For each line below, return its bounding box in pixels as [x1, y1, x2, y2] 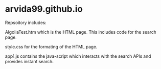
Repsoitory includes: [5, 20, 46, 25]
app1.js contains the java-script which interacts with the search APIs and [5, 53, 151, 59]
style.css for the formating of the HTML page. [5, 44, 98, 49]
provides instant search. [5, 58, 54, 64]
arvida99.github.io [5, 3, 83, 15]
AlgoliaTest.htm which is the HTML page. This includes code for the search [5, 29, 157, 35]
